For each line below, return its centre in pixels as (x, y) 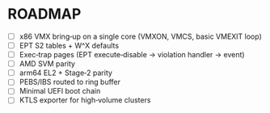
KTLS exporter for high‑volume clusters (85, 100)
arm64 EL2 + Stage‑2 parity (65, 73)
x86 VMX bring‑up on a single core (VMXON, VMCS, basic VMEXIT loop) (140, 36)
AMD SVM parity (47, 64)
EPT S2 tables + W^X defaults (69, 46)
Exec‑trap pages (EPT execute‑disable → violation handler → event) (132, 55)
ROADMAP (44, 14)
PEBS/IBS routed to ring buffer (70, 82)
